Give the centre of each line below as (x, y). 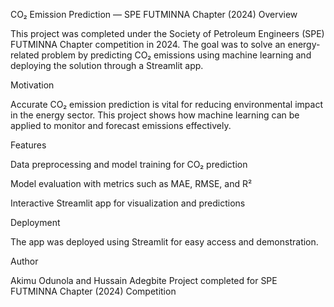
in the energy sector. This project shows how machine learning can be (155, 115)
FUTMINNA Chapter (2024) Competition (93, 291)
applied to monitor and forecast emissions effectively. (121, 125)
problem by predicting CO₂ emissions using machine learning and (176, 55)
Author (24, 261)
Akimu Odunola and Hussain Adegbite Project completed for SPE (144, 280)
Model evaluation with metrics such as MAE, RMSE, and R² (131, 183)
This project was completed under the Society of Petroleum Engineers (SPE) (167, 33)
